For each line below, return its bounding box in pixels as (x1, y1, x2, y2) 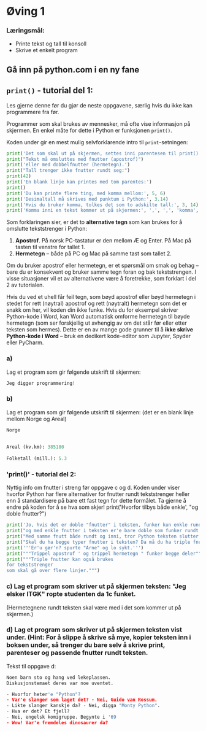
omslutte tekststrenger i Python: (6, 225, 88, 233)
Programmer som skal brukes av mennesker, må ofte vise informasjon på (6, 120, 191, 127)
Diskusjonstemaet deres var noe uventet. (6, 680, 114, 686)
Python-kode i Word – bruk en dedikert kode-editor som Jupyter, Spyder (6, 333, 191, 340)
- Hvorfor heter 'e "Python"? (6, 691, 81, 697)
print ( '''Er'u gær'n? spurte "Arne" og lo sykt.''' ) (6, 544, 144, 551)
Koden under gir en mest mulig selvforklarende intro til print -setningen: (6, 138, 188, 145)
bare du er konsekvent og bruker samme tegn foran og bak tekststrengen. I (6, 268, 196, 276)
